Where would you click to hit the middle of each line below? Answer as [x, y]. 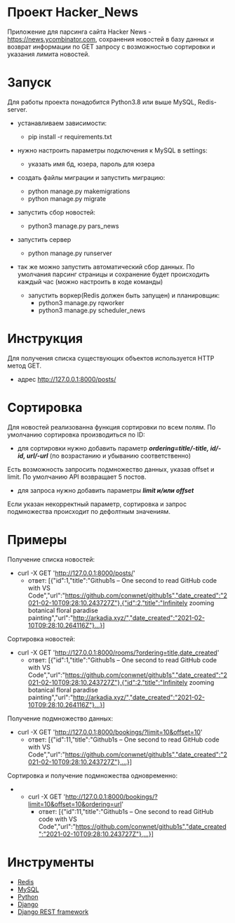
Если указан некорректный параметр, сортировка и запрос [97, 504]
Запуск [29, 83]
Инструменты [51, 862]
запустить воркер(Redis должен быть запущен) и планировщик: [124, 295]
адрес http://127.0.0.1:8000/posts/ [67, 379]
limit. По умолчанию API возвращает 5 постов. [77, 477]
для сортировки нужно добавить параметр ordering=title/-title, [113, 448]
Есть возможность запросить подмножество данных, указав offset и [111, 469]
